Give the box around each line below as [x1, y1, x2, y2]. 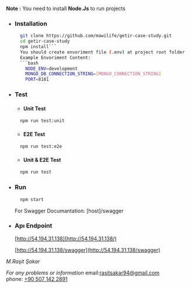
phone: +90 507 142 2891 [6, 275, 68, 282]
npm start [20, 196, 44, 202]
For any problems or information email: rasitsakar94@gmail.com [6, 269, 159, 276]
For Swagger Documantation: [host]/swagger [14, 207, 124, 214]
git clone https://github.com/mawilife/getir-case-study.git [20, 33, 172, 39]
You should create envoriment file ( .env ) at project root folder [20, 49, 185, 55]
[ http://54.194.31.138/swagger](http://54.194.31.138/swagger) [14, 246, 161, 253]
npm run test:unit [20, 118, 65, 124]
